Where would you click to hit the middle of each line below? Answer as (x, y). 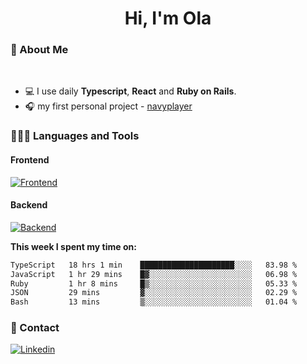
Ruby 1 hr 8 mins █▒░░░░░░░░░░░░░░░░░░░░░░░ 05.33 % (154, 283)
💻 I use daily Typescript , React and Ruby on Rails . (130, 91)
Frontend (30, 160)
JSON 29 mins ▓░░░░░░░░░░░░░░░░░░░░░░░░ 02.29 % (154, 293)
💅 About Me (39, 50)
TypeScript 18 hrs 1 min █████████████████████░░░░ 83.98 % (154, 265)
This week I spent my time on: (73, 246)
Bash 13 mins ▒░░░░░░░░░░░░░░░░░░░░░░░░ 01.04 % (154, 302)
